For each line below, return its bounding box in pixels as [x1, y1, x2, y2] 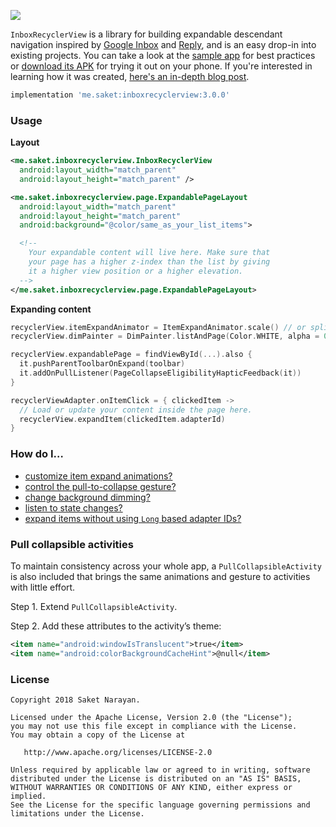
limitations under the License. [10, 808, 145, 819]
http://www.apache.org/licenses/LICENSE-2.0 [23, 747, 213, 757]
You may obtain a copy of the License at [10, 730, 186, 740]
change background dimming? [24, 491, 151, 503]
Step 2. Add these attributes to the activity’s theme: [10, 620, 222, 632]
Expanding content [10, 303, 92, 315]
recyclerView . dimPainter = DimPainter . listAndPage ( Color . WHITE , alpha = [10, 331, 320, 342]
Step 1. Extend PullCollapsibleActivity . [10, 600, 178, 612]
